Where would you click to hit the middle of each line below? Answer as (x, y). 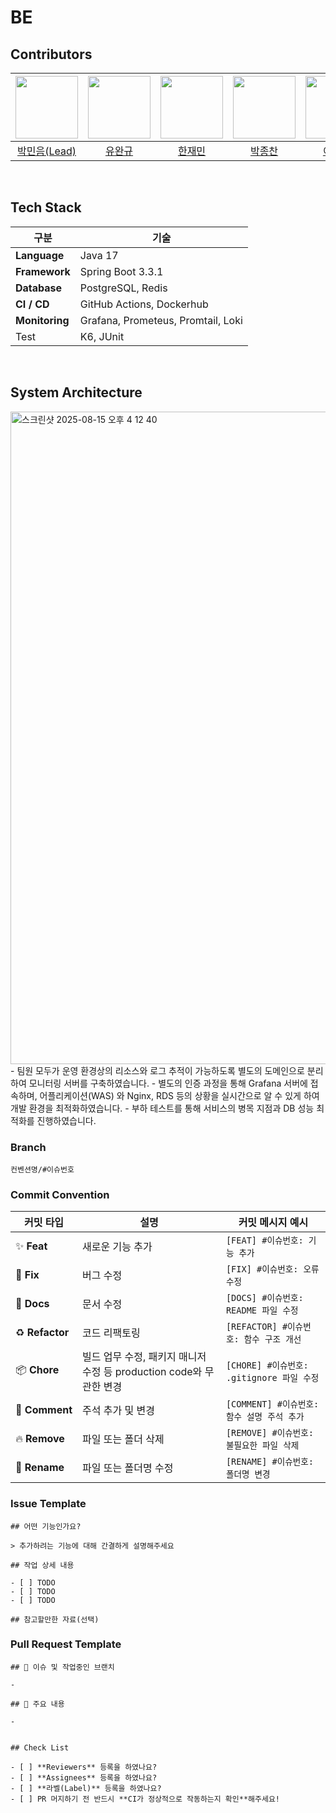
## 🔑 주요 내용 (37, 1704)
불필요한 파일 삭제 (262, 1445)
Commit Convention (60, 1194)
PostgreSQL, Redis (123, 288)
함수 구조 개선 (272, 1339)
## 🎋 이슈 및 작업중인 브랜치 (62, 1667)
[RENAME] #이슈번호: (269, 1462)
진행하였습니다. (66, 1120)
